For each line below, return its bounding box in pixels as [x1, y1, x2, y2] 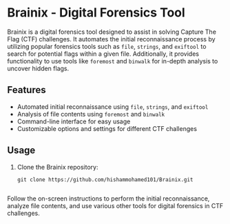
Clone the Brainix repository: [17, 163, 98, 171]
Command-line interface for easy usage [17, 117, 131, 125]
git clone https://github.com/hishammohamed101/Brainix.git [17, 176, 194, 183]
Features [7, 84, 46, 96]
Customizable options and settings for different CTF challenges [17, 124, 198, 132]
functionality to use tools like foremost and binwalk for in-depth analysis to [7, 57, 218, 65]
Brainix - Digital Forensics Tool [7, 5, 186, 21]
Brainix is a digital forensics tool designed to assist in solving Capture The [7, 28, 217, 36]
